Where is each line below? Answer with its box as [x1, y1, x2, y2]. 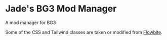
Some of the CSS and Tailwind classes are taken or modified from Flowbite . [5, 29, 163, 35]
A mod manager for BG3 [5, 19, 56, 25]
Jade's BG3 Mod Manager [5, 3, 117, 14]
